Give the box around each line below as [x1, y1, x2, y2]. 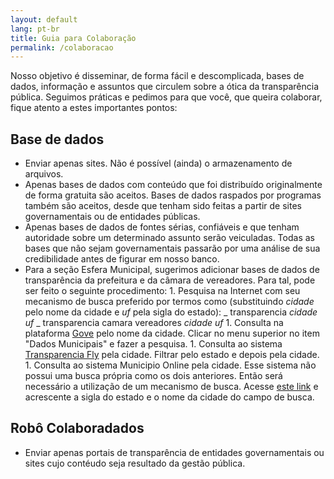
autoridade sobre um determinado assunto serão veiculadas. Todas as [24, 232, 315, 244]
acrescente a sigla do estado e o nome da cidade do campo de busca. [24, 391, 315, 403]
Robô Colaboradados [10, 420, 145, 437]
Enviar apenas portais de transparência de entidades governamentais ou [24, 446, 325, 458]
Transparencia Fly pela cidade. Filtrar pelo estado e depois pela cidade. [24, 349, 320, 361]
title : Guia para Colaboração [10, 33, 137, 43]
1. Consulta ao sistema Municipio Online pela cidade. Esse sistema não [24, 359, 317, 371]
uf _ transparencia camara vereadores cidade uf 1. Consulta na [24, 317, 284, 329]
